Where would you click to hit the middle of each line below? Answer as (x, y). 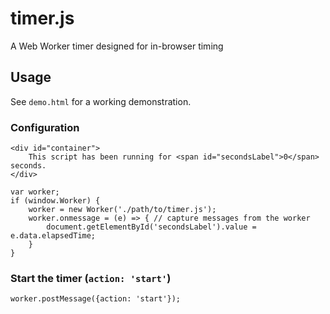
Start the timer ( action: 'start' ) (91, 278)
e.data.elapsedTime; (53, 236)
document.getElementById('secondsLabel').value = (151, 227)
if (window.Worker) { (55, 201)
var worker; (35, 192)
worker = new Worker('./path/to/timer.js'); (122, 210)
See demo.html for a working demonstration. (101, 101)
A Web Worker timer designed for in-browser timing (117, 46)
